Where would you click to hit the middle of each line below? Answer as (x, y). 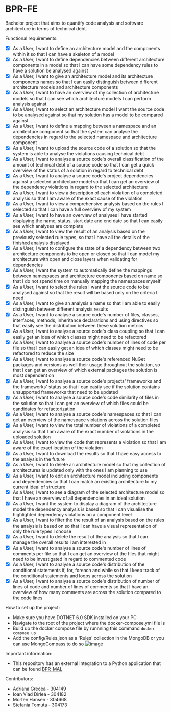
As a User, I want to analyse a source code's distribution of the (79, 564)
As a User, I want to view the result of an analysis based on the (79, 231)
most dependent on (33, 375)
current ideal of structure (39, 487)
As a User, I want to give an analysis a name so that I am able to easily (86, 303)
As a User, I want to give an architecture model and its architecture (83, 76)
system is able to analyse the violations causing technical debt (78, 154)
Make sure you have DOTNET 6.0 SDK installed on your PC (75, 618)
